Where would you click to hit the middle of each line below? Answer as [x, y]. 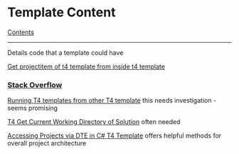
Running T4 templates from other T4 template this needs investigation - [112, 101]
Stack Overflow [35, 85]
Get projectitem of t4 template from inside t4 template [86, 66]
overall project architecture [47, 143]
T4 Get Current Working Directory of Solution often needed [94, 122]
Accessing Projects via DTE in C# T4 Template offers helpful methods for [115, 135]
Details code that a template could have [65, 52]
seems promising [33, 108]
